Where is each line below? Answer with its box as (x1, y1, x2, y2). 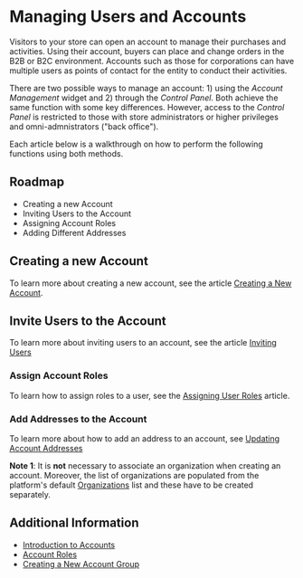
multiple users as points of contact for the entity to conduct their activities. (9, 65, 288, 76)
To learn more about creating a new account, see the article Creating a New (9, 278, 292, 289)
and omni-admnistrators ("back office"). (9, 120, 159, 132)
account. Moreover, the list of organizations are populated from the (9, 469, 260, 480)
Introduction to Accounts (22, 539, 116, 550)
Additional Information (9, 516, 139, 531)
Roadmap (9, 175, 65, 190)
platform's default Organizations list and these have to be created (9, 479, 254, 490)
